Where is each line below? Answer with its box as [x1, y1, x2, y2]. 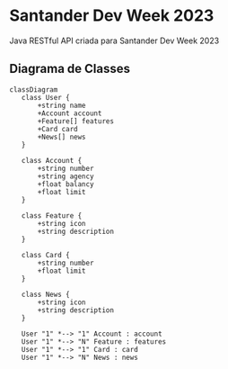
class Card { [21, 250, 70, 259]
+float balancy [37, 179, 94, 189]
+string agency [37, 172, 94, 181]
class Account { [21, 156, 83, 165]
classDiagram [9, 85, 58, 94]
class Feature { [21, 211, 83, 220]
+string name [37, 101, 87, 110]
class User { [21, 93, 70, 102]
